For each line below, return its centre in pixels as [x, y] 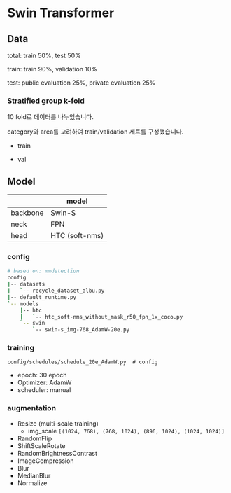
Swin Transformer [61, 13]
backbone [27, 213]
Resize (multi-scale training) [58, 423]
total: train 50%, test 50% [44, 55]
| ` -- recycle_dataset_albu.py [56, 291]
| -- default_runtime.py [42, 297]
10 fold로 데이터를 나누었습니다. [51, 117]
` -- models [23, 304]
